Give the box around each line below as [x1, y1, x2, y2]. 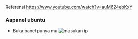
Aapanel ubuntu [5, 16, 45, 23]
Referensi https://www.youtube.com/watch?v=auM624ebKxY [5, 4, 133, 10]
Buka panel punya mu [12, 28, 58, 34]
